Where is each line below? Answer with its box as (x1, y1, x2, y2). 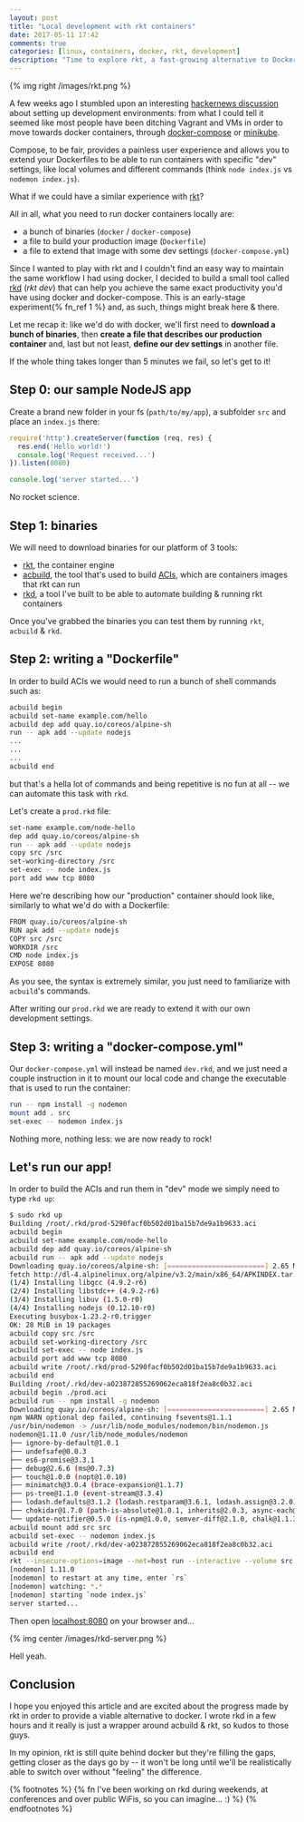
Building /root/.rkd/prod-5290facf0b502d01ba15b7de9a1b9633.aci (9, 1220, 257, 1229)
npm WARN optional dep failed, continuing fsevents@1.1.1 (9, 1413, 233, 1423)
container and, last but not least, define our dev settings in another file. (9, 338, 279, 349)
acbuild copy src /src (9, 1328, 95, 1338)
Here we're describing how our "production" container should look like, (9, 890, 275, 901)
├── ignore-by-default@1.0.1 (9, 1439, 119, 1448)
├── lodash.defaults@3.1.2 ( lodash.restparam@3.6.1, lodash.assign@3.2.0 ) (9, 1498, 298, 1507)
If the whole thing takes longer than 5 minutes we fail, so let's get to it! (9, 356, 271, 367)
